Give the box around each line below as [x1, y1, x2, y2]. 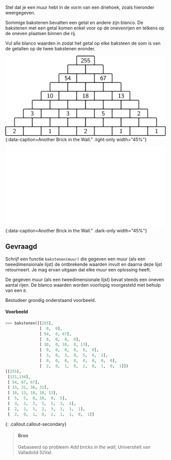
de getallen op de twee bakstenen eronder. [5, 46, 96, 51]
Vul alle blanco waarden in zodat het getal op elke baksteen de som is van [5, 40, 161, 46]
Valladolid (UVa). [17, 449, 53, 455]
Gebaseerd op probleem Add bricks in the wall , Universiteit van [17, 444, 151, 450]
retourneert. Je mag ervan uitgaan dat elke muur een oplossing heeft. [5, 266, 151, 272]
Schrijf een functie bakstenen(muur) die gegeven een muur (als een [5, 256, 146, 262]
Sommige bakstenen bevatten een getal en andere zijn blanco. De [5, 20, 144, 25]
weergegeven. [5, 10, 36, 16]
